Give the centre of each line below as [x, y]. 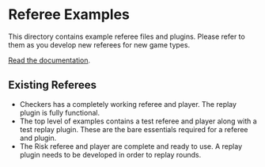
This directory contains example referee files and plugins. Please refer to [127, 36]
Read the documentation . [49, 60]
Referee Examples [69, 15]
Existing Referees [53, 85]
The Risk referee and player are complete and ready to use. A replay [131, 146]
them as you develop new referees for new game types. [99, 44]
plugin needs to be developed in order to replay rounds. [110, 154]
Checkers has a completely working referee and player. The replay [128, 104]
